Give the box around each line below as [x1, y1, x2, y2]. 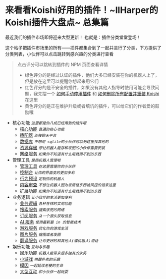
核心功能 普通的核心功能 [19, 126, 64, 132]
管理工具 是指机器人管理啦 [12, 157, 61, 163]
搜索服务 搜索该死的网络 [19, 206, 64, 212]
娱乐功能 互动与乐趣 [12, 243, 50, 249]
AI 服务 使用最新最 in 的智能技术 [19, 219, 81, 224]
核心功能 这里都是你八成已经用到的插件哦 [12, 119, 87, 125]
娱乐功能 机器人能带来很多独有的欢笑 [19, 250, 87, 256]
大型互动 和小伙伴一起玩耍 [19, 268, 68, 274]
